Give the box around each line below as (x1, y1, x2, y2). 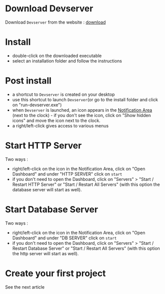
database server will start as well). (12, 186, 82, 192)
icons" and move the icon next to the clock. (12, 118, 101, 123)
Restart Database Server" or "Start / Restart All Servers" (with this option (12, 245, 160, 251)
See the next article (5, 284, 45, 290)
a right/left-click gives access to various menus (12, 122, 109, 128)
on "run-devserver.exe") (12, 102, 62, 108)
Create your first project (5, 267, 106, 279)
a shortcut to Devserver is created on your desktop (12, 91, 115, 97)
